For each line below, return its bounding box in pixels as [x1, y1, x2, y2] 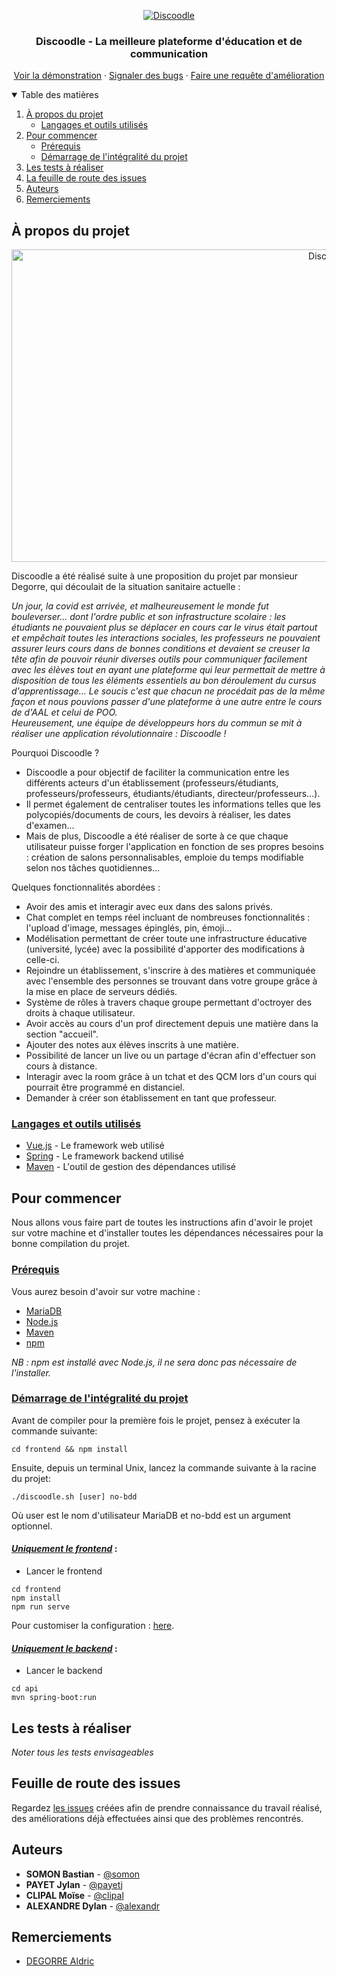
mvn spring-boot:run [11, 1693, 98, 1703]
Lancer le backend [25, 1665, 103, 1677]
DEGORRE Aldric [25, 1955, 95, 1967]
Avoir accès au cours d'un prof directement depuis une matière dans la [25, 1018, 319, 1030]
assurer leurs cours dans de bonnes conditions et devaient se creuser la [11, 643, 311, 655]
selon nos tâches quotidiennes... [25, 862, 161, 874]
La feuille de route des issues [25, 172, 147, 184]
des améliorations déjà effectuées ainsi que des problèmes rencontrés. [11, 1812, 304, 1824]
